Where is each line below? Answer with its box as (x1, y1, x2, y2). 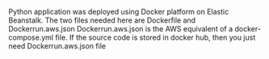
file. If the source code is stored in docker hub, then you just (55, 32, 256, 42)
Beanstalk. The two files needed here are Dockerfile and (8, 15, 196, 25)
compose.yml (8, 32, 54, 42)
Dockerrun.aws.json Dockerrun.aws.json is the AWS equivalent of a (8, 24, 233, 33)
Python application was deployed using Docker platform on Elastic (8, 7, 229, 16)
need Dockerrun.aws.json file (8, 41, 107, 51)
